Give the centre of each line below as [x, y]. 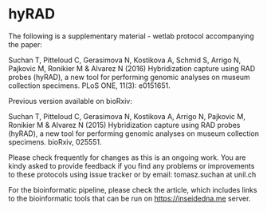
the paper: [25, 44]
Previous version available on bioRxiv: [71, 101]
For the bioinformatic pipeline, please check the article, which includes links [133, 189]
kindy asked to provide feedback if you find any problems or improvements [132, 165]
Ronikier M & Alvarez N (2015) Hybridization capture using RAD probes [124, 125]
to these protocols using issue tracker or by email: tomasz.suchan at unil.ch [132, 174]
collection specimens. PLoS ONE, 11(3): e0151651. [89, 86]
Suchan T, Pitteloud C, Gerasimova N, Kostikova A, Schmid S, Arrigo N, [125, 60]
